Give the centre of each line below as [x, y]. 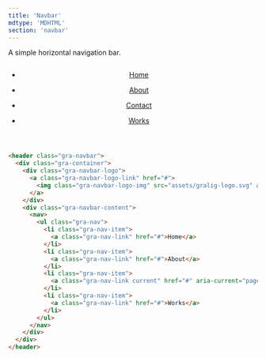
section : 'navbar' [38, 30]
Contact [139, 106]
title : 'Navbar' [35, 15]
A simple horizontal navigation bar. [65, 53]
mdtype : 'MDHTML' [37, 23]
